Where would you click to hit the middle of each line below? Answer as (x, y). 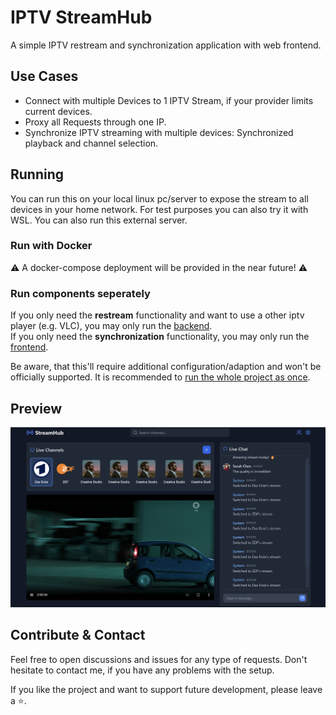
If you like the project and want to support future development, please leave (166, 689)
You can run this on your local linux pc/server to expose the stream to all (159, 198)
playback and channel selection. (91, 143)
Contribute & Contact (78, 635)
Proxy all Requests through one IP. (95, 122)
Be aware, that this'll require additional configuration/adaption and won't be (166, 367)
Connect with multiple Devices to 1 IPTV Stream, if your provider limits (169, 100)
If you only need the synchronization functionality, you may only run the (160, 337)
